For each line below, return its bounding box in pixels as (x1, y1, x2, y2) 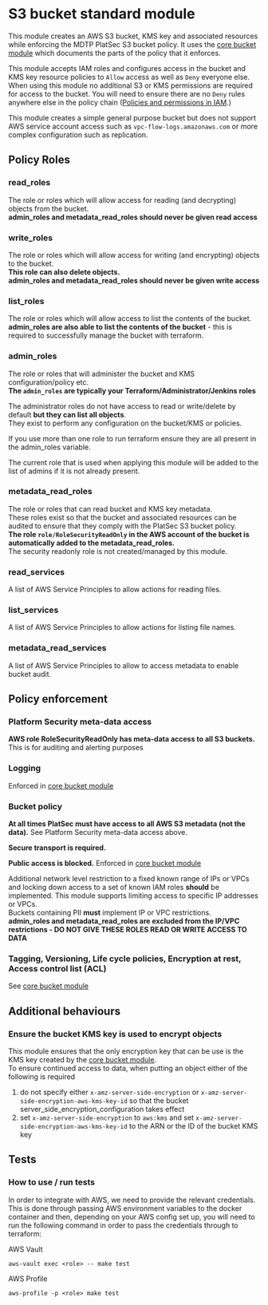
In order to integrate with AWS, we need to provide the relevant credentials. (8, 1195, 256, 1204)
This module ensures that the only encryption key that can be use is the (8, 1046, 244, 1056)
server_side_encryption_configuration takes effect (19, 1104, 185, 1113)
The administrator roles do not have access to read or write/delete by (8, 401, 237, 411)
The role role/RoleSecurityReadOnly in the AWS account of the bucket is (8, 529, 250, 539)
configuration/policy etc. (8, 377, 89, 387)
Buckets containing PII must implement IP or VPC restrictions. (8, 908, 211, 917)
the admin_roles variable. (8, 442, 91, 452)
